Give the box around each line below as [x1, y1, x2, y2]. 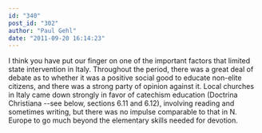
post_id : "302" [8, 19, 59, 27]
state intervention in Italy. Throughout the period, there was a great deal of [8, 65, 254, 75]
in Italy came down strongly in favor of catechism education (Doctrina [8, 90, 238, 100]
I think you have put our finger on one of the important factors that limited [8, 56, 251, 66]
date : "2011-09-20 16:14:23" [8, 34, 105, 42]
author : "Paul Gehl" [8, 26, 77, 34]
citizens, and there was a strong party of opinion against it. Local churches [8, 82, 254, 91]
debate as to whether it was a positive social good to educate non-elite [8, 73, 242, 83]
